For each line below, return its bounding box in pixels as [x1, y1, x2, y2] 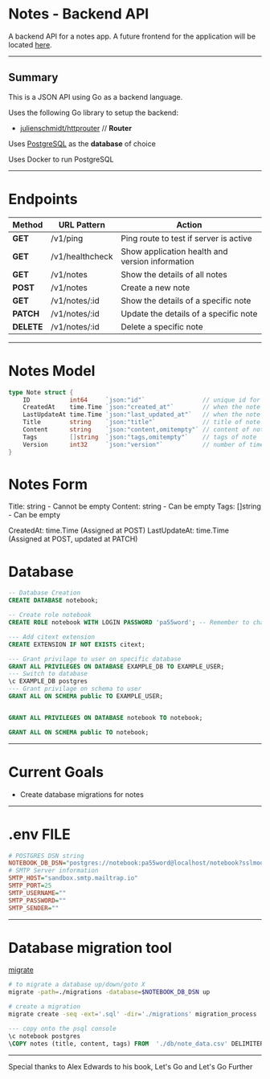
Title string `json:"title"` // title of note [22, 419, 261, 427]
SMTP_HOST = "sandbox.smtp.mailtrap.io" [8, 874, 138, 882]
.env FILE [8, 825, 71, 844]
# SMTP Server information [8, 867, 99, 875]
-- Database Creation [8, 589, 81, 597]
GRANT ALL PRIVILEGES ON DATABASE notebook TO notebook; [8, 713, 203, 721]
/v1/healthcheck [51, 251, 113, 262]
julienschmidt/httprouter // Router [19, 123, 133, 133]
